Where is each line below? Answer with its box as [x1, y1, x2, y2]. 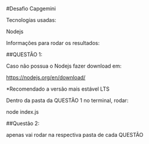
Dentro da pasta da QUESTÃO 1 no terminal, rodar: [6, 97, 129, 104]
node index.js [6, 108, 39, 115]
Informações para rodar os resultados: [6, 40, 100, 46]
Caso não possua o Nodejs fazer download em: [6, 62, 122, 69]
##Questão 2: [6, 120, 40, 127]
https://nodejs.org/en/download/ [6, 74, 86, 81]
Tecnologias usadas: [6, 17, 57, 23]
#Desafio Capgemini [6, 5, 56, 12]
